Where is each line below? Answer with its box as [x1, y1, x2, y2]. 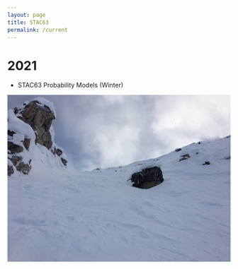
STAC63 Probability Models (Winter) [17, 81, 124, 90]
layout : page [7, 11, 46, 18]
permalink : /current [7, 26, 69, 33]
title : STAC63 [7, 18, 50, 26]
